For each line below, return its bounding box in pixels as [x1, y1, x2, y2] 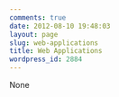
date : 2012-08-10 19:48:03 [9, 22, 111, 31]
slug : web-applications [9, 38, 99, 48]
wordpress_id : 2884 [9, 55, 83, 64]
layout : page [9, 30, 59, 39]
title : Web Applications [9, 47, 103, 56]
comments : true [9, 13, 67, 22]
